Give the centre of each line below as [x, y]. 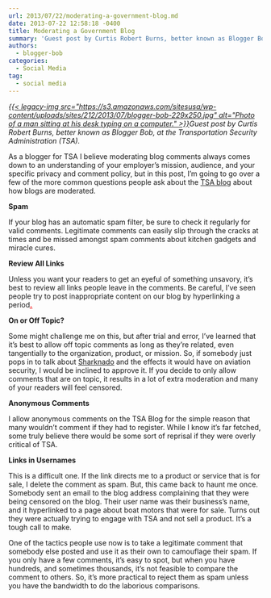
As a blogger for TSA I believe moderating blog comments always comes [129, 156]
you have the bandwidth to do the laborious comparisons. [104, 585]
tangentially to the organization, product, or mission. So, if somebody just [130, 353]
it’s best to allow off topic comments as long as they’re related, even [121, 345]
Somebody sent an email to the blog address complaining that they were [129, 492]
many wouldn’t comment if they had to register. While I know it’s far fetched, [135, 427]
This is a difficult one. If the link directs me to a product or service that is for [134, 475]
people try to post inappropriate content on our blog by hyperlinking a [124, 296]
